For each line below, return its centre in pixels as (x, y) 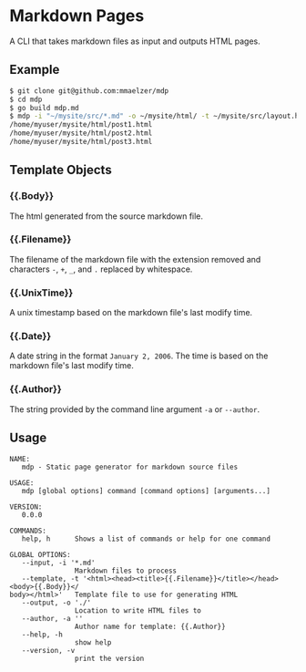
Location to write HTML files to (138, 610)
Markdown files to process (126, 571)
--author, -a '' (52, 618)
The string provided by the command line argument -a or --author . (135, 409)
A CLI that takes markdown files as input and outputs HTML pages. (135, 41)
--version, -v (48, 650)
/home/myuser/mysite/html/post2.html (81, 133)
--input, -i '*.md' (58, 563)
